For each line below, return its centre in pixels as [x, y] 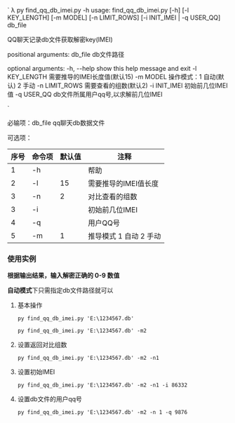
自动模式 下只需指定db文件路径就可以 [60, 290]
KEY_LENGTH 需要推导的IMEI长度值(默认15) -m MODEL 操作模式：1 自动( [113, 77]
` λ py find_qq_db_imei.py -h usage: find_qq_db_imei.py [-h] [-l [98, 10]
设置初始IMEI [36, 372]
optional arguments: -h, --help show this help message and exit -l [102, 68]
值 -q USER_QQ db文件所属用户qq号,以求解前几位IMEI [85, 94]
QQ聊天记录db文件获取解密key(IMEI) [60, 39]
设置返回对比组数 [42, 345]
